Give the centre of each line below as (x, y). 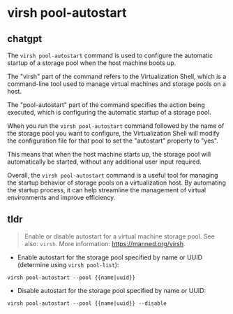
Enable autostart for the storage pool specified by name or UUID (110, 257)
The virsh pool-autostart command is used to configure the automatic (110, 55)
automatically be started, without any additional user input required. (105, 162)
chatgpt (25, 39)
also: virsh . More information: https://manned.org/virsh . (105, 243)
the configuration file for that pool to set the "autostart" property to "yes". (113, 141)
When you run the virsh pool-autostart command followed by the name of (116, 126)
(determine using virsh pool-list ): (68, 264)
